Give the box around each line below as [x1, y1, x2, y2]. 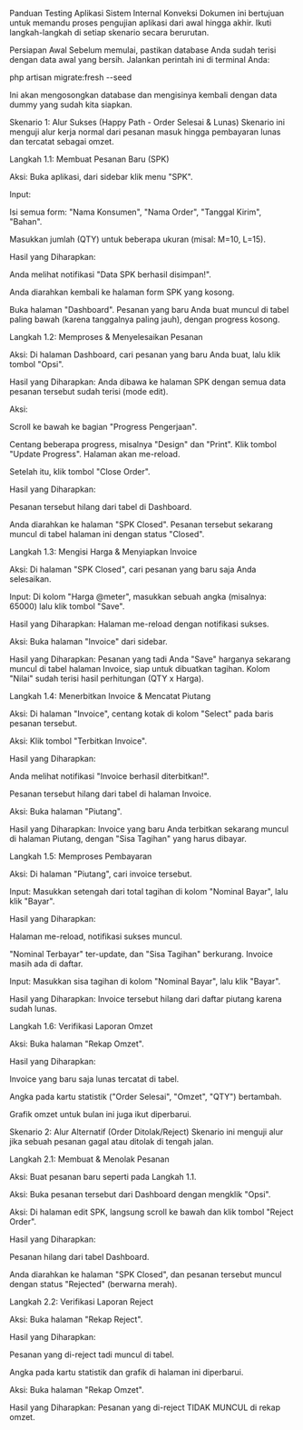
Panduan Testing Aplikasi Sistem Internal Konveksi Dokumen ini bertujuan [9, 8, 285, 18]
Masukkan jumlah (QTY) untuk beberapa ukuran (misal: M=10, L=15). [9, 234, 266, 245]
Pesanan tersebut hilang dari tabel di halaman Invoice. [9, 788, 211, 799]
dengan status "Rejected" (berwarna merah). [9, 1279, 178, 1289]
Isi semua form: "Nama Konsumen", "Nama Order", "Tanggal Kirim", [9, 206, 262, 217]
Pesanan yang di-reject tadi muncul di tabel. [9, 1349, 175, 1360]
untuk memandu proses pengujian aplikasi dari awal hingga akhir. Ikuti [9, 17, 272, 28]
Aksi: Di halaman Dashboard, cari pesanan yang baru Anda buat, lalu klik [9, 349, 281, 360]
